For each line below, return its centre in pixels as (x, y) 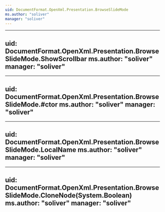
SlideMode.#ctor (31, 104)
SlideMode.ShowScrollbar (46, 59)
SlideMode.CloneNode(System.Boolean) (69, 195)
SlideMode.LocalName (41, 150)
